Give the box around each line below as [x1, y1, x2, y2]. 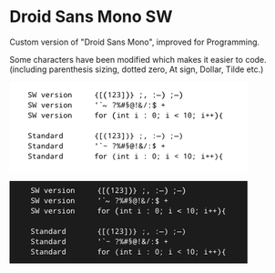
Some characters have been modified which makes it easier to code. [9, 54, 267, 65]
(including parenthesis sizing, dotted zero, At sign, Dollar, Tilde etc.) [9, 64, 264, 75]
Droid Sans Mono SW [9, 6, 173, 27]
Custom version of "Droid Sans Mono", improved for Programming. [9, 36, 260, 47]
